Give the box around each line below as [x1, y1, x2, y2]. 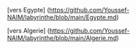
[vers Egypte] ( [7, 6, 50, 14]
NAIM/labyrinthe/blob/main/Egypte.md [7, 13, 117, 21]
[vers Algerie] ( [7, 27, 50, 35]
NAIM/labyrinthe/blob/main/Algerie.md [7, 34, 117, 42]
